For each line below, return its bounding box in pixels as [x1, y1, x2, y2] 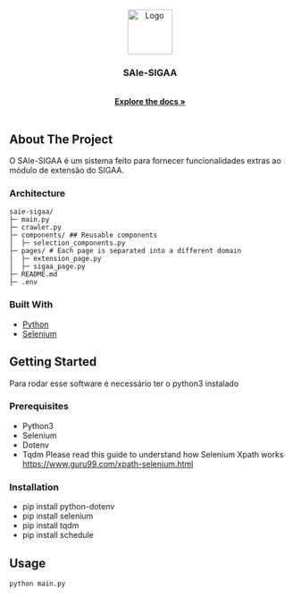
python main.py [9, 579, 66, 588]
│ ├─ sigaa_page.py [9, 262, 87, 272]
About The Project [9, 131, 113, 147]
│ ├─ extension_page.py [9, 255, 102, 264]
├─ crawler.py [9, 223, 63, 232]
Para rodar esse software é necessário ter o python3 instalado [9, 378, 239, 389]
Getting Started [9, 354, 97, 370]
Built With [9, 298, 54, 311]
